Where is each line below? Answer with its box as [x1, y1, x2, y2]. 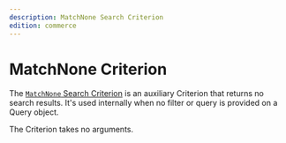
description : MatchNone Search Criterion [9, 12, 164, 22]
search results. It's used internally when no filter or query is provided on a [9, 98, 278, 109]
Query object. [9, 107, 59, 117]
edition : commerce [9, 21, 77, 30]
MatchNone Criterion [9, 59, 168, 79]
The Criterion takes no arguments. [9, 124, 134, 135]
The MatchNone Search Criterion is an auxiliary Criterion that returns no [9, 88, 265, 99]
